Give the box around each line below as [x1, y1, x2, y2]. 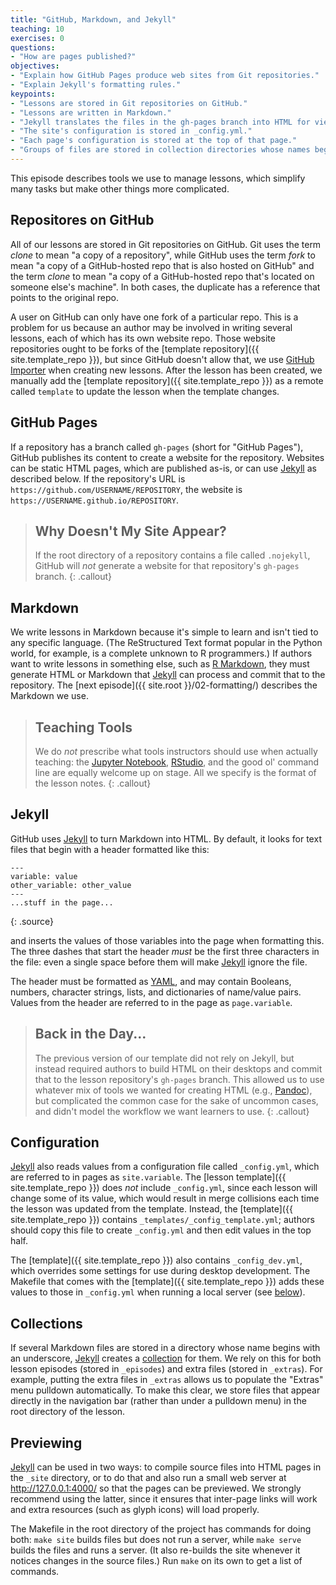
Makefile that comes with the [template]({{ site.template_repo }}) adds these [10, 1276, 325, 1288]
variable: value [10, 871, 78, 881]
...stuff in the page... [10, 897, 114, 908]
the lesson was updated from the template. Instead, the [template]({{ [10, 1203, 293, 1215]
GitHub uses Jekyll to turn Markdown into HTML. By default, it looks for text [10, 832, 322, 845]
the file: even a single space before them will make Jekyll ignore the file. [10, 956, 308, 968]
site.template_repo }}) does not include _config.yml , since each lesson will [10, 1182, 318, 1194]
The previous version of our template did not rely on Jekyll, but [34, 1052, 295, 1064]
